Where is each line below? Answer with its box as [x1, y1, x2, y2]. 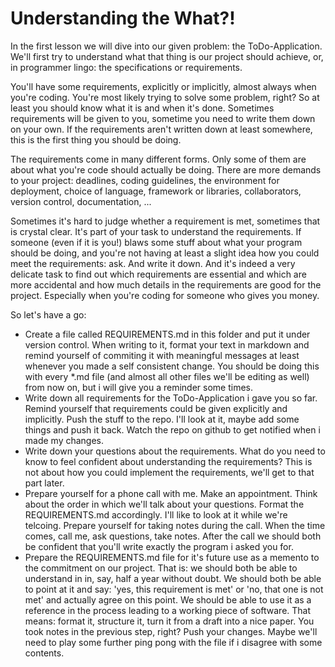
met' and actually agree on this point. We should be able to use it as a [24, 593, 312, 606]
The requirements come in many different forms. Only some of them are [10, 153, 307, 165]
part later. [24, 477, 65, 489]
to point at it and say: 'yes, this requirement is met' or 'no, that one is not [24, 583, 324, 595]
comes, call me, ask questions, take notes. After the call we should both [24, 530, 322, 542]
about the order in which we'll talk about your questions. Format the [24, 498, 305, 510]
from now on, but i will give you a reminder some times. [24, 381, 254, 393]
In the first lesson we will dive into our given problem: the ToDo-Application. [10, 40, 323, 52]
